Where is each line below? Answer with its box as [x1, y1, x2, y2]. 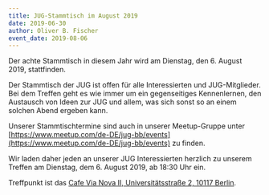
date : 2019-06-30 [8, 19, 67, 27]
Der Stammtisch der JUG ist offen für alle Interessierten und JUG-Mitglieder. [8, 80, 261, 90]
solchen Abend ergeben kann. [8, 106, 108, 116]
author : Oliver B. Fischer [8, 26, 99, 35]
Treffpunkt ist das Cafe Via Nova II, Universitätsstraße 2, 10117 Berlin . [8, 178, 237, 188]
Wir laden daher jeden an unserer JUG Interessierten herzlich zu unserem [8, 154, 252, 164]
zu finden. [172, 138, 206, 148]
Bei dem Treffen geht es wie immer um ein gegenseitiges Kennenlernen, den [8, 89, 262, 99]
